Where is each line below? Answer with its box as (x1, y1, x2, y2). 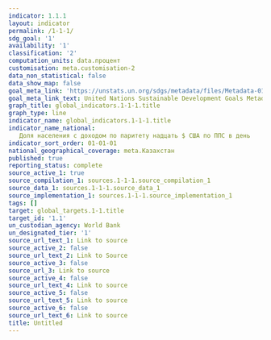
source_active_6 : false (8, 304, 89, 312)
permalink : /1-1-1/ (8, 27, 74, 35)
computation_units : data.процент (8, 57, 121, 65)
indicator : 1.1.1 (8, 11, 67, 20)
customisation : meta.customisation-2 (8, 64, 135, 73)
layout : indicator (8, 19, 70, 27)
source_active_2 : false (8, 244, 89, 252)
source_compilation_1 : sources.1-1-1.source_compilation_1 (8, 176, 211, 185)
